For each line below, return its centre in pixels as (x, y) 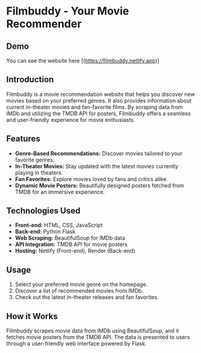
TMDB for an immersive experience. (60, 192)
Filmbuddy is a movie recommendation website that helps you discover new (101, 94)
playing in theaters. (39, 173)
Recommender (44, 24)
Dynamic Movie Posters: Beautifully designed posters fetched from (99, 185)
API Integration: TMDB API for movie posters (71, 244)
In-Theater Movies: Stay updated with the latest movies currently (97, 166)
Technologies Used (43, 211)
